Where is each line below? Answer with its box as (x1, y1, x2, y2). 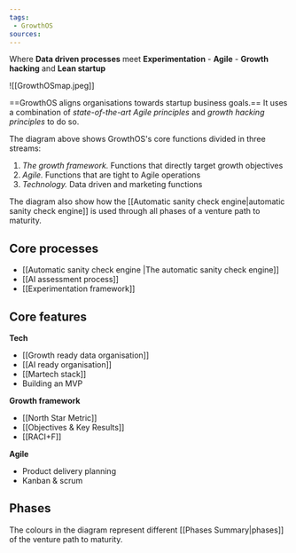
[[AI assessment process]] (21, 274, 120, 285)
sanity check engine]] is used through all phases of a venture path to (9, 206, 261, 217)
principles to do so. (9, 116, 80, 127)
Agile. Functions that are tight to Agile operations (21, 170, 201, 180)
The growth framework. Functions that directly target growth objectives (21, 161, 284, 171)
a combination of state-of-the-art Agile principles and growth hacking (9, 107, 265, 118)
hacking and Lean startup (9, 63, 106, 74)
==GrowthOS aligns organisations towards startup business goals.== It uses (9, 98, 288, 108)
